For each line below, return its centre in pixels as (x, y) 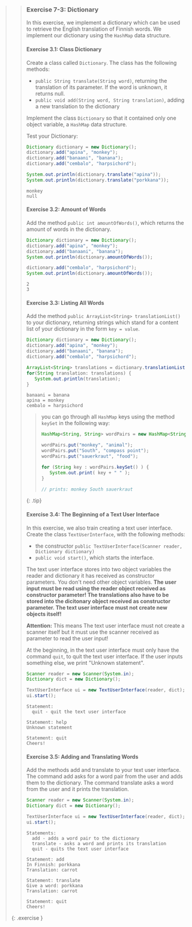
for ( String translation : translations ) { (79, 373)
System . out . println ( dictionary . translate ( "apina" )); (94, 174)
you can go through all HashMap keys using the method (108, 417)
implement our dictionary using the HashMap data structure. (98, 35)
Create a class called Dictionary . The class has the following (101, 63)
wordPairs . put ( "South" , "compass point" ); (95, 451)
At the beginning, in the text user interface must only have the (103, 650)
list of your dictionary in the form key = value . (83, 329)
